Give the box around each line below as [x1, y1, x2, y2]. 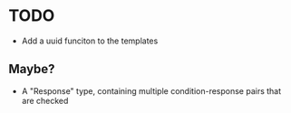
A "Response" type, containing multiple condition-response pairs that [21, 85, 282, 96]
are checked [21, 95, 69, 106]
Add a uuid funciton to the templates [21, 35, 159, 46]
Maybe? [8, 61, 55, 77]
